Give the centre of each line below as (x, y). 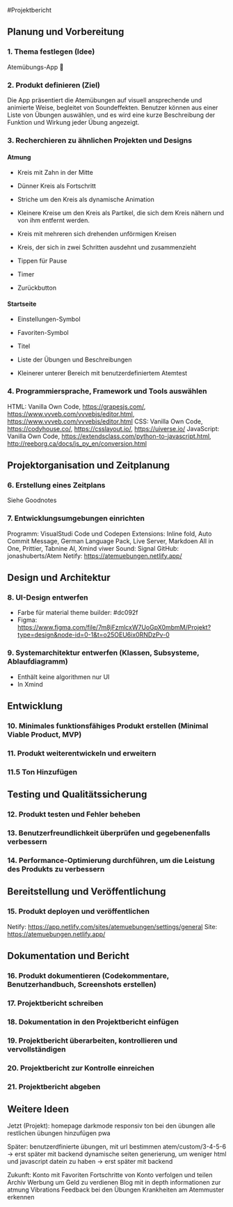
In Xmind (30, 684)
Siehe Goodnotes (32, 500)
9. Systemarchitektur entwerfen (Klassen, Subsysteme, (103, 653)
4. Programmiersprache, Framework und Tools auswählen (107, 391)
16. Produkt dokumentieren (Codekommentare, (88, 976)
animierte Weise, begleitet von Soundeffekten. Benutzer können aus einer (113, 107)
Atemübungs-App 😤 (35, 67)
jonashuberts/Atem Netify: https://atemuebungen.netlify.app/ (95, 556)
